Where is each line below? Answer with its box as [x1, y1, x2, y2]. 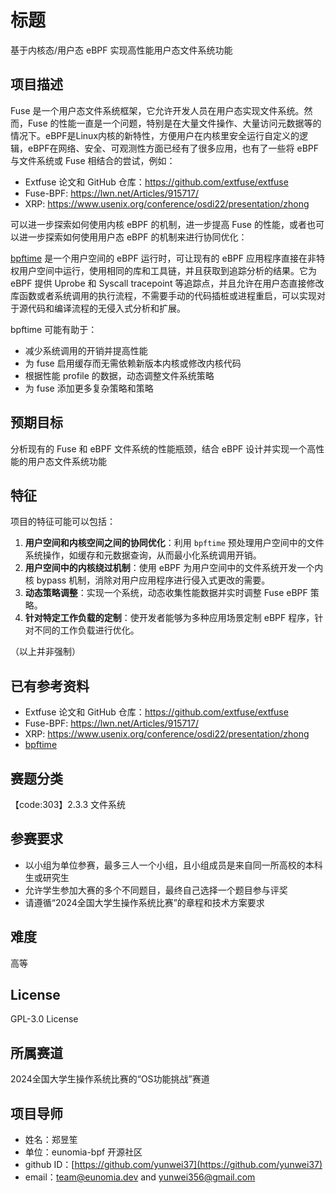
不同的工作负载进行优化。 [33, 624, 140, 636]
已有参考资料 [10, 677, 90, 695]
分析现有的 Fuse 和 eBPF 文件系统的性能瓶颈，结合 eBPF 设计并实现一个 [10, 442, 308, 455]
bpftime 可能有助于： [10, 323, 98, 335]
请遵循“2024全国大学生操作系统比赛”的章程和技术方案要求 [24, 896, 265, 908]
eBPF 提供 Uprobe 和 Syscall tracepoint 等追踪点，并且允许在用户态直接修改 [10, 277, 325, 289]
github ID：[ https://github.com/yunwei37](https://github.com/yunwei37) [24, 1159, 323, 1171]
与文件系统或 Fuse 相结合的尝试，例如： [10, 154, 176, 166]
